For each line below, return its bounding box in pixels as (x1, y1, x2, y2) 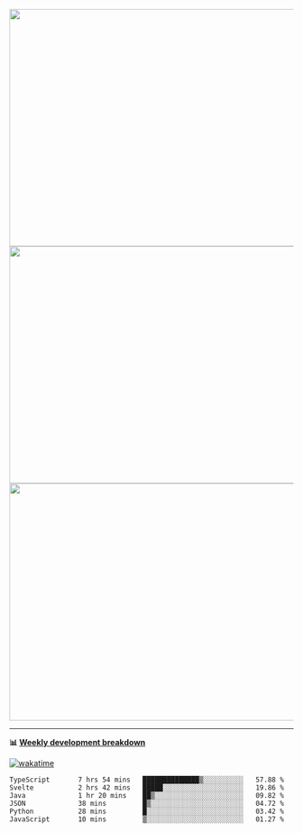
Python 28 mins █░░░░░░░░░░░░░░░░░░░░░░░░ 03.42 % (9, 807, 284, 816)
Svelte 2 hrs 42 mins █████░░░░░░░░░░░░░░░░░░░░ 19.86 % (9, 783, 284, 792)
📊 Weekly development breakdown (9, 737, 146, 747)
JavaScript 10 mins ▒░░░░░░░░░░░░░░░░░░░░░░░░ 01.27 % (9, 815, 284, 824)
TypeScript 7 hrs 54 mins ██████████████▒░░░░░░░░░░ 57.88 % (9, 775, 284, 784)
